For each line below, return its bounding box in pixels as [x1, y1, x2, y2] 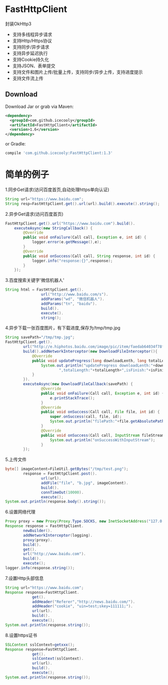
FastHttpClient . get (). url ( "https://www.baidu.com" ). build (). [5, 221, 135, 226]
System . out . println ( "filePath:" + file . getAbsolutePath [49, 419, 164, 424]
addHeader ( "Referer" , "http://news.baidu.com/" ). [31, 599, 135, 604]
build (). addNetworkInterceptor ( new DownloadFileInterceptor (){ [23, 349, 157, 354]
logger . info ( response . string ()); [5, 566, 75, 571]
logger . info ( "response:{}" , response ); [31, 258, 113, 263]
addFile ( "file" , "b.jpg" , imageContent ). [40, 480, 128, 485]
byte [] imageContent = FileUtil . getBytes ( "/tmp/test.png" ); [5, 466, 128, 472]
